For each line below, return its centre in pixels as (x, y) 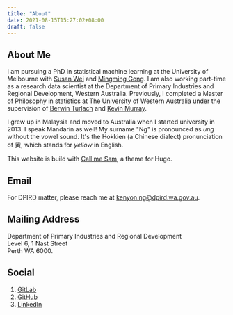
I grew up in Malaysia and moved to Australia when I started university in (111, 122)
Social (21, 273)
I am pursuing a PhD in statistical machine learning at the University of (108, 72)
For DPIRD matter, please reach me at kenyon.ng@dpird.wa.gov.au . (104, 197)
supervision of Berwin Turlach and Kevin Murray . (77, 108)
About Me (29, 55)
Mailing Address (43, 219)
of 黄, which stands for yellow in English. (65, 145)
